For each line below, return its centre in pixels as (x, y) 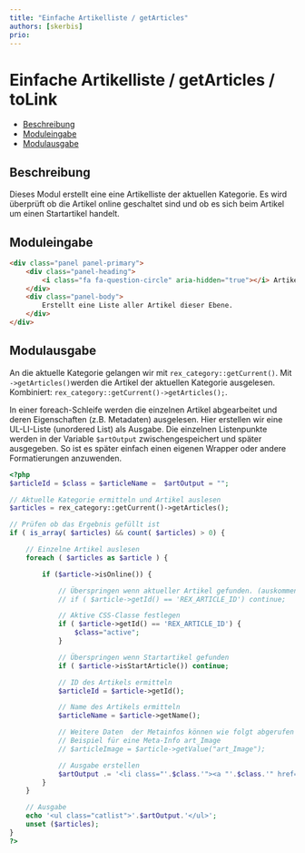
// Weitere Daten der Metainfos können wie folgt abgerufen (176, 732)
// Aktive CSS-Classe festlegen (119, 615)
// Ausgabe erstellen (99, 766)
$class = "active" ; (107, 633)
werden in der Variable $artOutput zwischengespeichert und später (136, 439)
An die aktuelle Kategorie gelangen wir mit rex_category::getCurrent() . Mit (151, 372)
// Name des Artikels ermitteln (119, 707)
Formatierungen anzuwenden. (66, 458)
